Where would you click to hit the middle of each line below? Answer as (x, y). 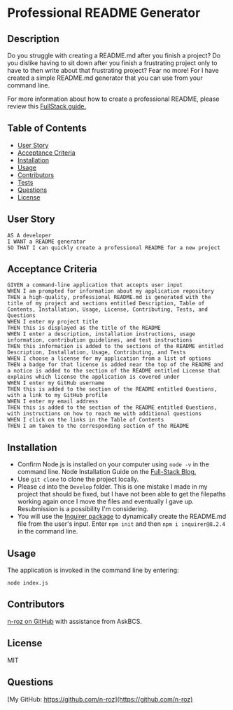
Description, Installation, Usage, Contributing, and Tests (97, 353)
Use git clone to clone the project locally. (78, 479)
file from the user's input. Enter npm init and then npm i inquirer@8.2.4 (121, 524)
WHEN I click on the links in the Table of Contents (86, 420)
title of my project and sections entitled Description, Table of (106, 304)
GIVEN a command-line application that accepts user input (95, 285)
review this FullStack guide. (47, 106)
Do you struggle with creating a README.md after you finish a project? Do (114, 55)
